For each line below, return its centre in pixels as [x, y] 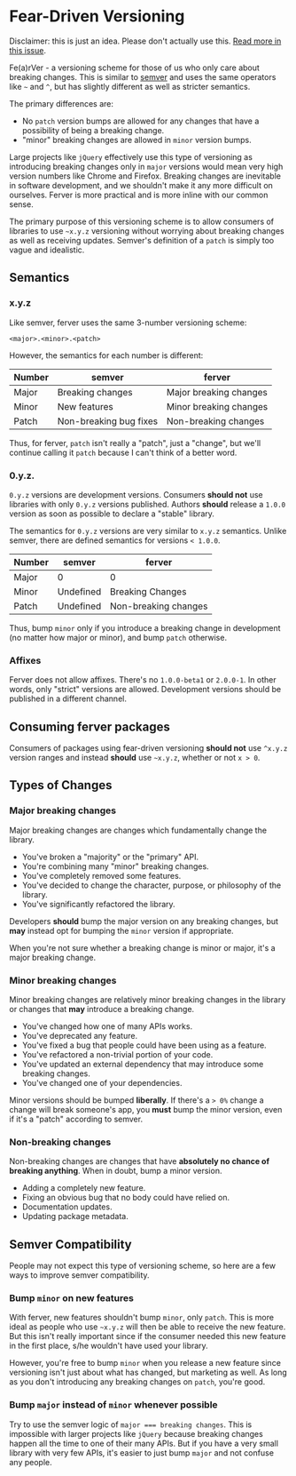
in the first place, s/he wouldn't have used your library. [109, 1346]
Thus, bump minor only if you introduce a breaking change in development [145, 627]
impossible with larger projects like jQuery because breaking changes [136, 1433]
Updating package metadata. [75, 1217]
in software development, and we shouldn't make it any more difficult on [141, 185]
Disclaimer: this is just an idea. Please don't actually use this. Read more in [145, 41]
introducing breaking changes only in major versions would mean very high [146, 166]
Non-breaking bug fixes [107, 421]
